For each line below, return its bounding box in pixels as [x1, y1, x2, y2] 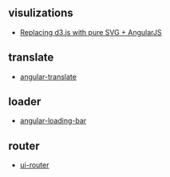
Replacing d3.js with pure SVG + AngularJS [19, 27, 162, 37]
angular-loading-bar [19, 116, 87, 126]
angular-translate [19, 72, 77, 81]
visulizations [8, 6, 73, 20]
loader [8, 95, 42, 108]
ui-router [19, 160, 49, 170]
